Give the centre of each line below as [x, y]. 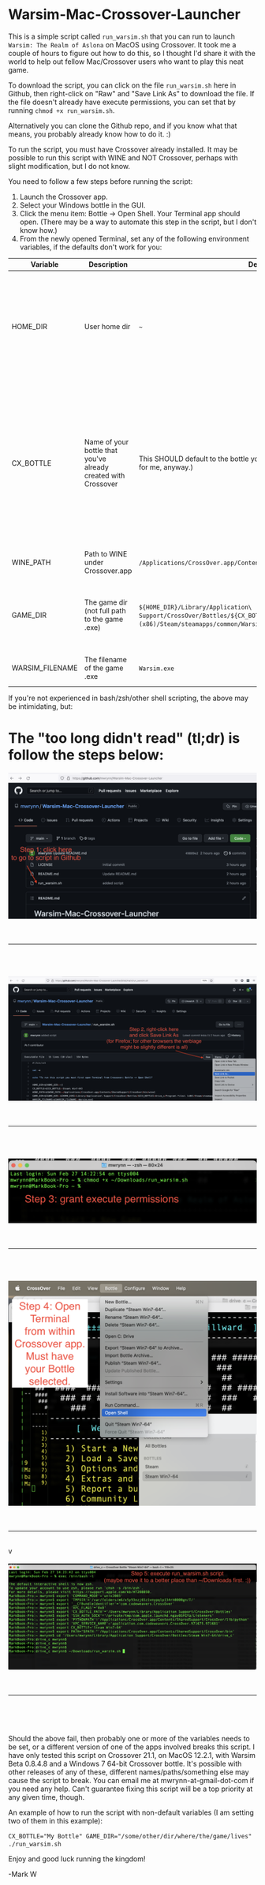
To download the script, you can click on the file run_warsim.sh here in [122, 85]
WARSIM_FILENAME [45, 668]
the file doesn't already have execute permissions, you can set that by [122, 102]
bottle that [101, 451]
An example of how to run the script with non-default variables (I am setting [131, 1812]
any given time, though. [47, 1797]
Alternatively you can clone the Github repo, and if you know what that [123, 126]
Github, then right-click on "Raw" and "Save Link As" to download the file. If [131, 93]
